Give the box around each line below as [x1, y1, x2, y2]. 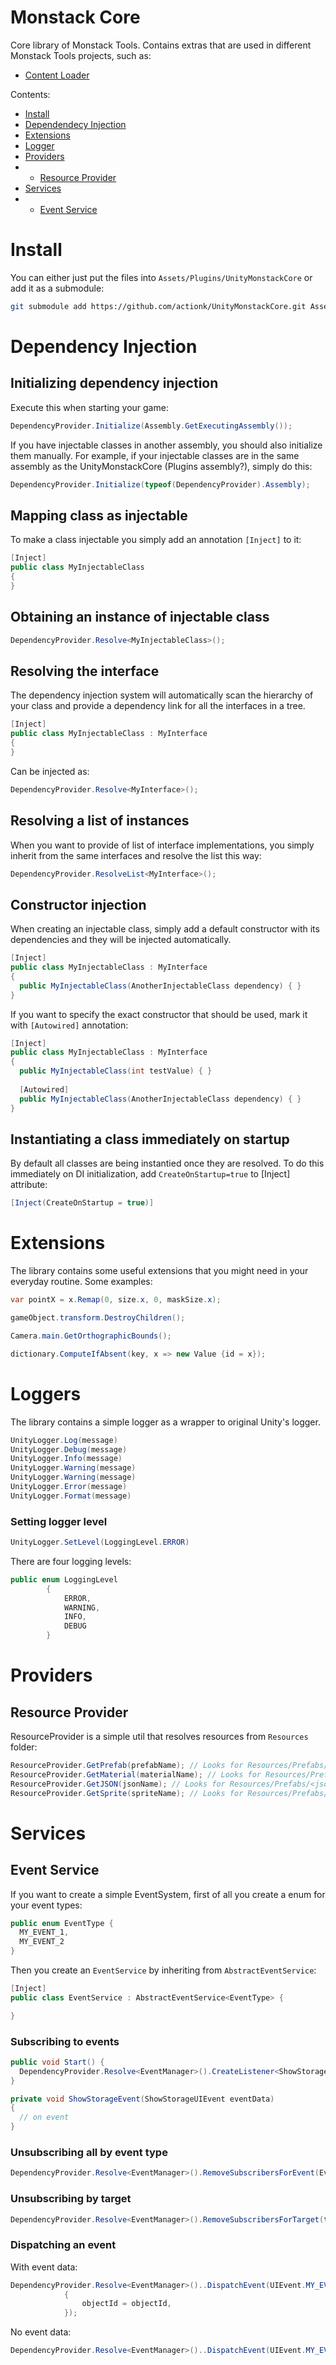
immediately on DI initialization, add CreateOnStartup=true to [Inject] [10, 1168, 291, 1180]
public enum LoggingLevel [10, 1574, 118, 1585]
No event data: [10, 2326, 72, 2338]
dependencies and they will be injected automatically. [10, 934, 232, 946]
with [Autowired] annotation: [10, 1019, 129, 1031]
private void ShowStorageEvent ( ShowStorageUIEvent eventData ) [10, 2094, 275, 2104]
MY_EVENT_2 [19, 1937, 65, 1947]
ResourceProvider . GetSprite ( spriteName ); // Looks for [10, 1788, 244, 1798]
